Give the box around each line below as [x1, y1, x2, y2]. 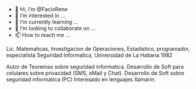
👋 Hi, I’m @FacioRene [14, 6, 68, 13]
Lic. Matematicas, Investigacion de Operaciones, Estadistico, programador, [6, 45, 191, 52]
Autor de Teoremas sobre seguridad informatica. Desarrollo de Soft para [6, 63, 184, 70]
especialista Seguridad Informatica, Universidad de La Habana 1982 [6, 51, 173, 59]
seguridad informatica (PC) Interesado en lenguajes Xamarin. [6, 76, 156, 83]
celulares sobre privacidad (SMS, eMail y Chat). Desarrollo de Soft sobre [6, 69, 185, 76]
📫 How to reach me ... [14, 32, 70, 38]
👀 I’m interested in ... [14, 12, 66, 19]
